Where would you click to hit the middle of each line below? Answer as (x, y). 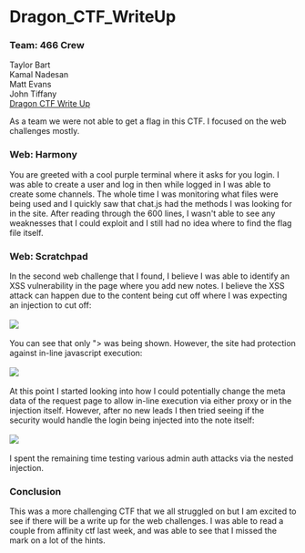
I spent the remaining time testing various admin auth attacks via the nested (152, 458)
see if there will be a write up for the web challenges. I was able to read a (147, 521)
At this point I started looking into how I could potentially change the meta (147, 391)
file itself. (26, 232)
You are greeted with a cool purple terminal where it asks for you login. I (144, 174)
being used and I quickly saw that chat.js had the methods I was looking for (151, 203)
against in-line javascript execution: (76, 353)
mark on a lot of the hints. (58, 540)
